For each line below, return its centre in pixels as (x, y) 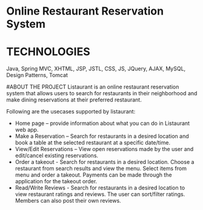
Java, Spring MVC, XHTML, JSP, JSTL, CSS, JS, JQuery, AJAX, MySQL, (96, 69)
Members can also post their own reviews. (68, 201)
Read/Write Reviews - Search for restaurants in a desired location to (100, 188)
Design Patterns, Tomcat (37, 75)
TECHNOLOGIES (48, 52)
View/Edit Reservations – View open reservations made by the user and (104, 149)
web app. (27, 130)
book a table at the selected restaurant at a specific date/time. (93, 143)
